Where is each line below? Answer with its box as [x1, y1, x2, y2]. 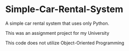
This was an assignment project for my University [5, 30, 110, 36]
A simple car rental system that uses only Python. [5, 20, 110, 26]
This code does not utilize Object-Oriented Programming [5, 39, 124, 46]
